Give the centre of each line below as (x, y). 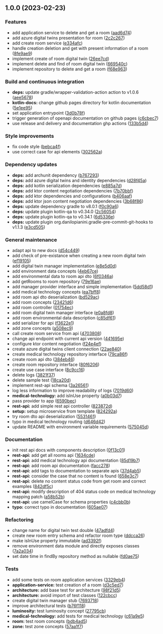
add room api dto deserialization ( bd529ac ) (56, 297)
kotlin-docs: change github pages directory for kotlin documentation (81, 103)
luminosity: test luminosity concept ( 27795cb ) (59, 611)
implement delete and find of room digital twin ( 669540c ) (70, 63)
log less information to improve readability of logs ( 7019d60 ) (73, 390)
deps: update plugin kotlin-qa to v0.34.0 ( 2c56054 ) (64, 211)
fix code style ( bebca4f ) (36, 147)
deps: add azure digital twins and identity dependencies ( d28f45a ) (79, 180)
